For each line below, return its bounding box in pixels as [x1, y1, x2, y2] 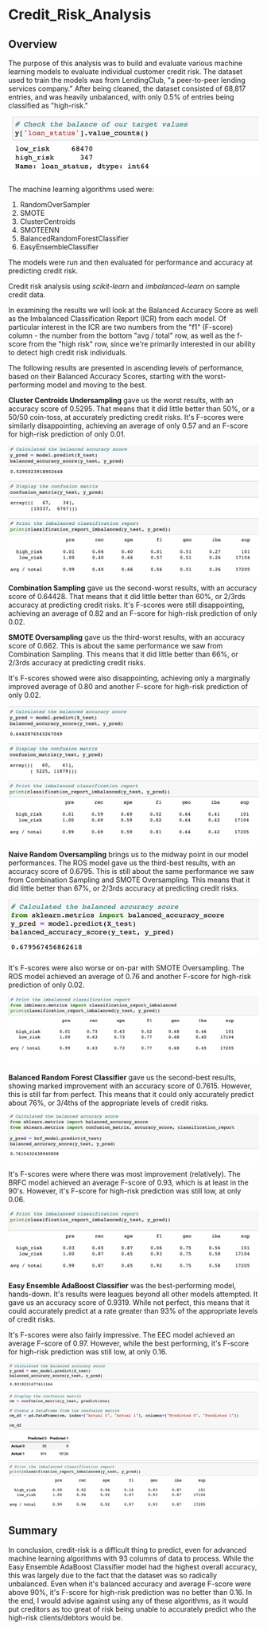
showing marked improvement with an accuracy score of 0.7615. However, [8, 1081, 253, 1091]
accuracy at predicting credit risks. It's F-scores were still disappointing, [8, 600, 245, 610]
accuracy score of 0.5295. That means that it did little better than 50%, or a [8, 404, 256, 413]
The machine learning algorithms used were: [8, 185, 155, 194]
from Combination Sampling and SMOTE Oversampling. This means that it [8, 875, 250, 884]
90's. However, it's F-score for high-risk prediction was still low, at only [8, 1185, 242, 1196]
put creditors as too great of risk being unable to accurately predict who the [8, 1604, 257, 1614]
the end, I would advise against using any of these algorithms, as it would [8, 1596, 249, 1605]
